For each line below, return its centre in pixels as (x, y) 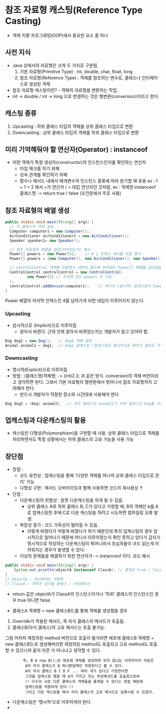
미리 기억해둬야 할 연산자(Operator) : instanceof (77, 149)
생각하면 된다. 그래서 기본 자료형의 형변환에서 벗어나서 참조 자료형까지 (85, 382)
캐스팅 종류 (21, 114)
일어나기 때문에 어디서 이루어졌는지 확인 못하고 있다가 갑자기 (102, 537)
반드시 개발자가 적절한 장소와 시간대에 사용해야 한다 (69, 394)
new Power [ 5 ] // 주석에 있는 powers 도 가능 (69, 277)
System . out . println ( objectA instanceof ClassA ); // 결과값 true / (82, 570)
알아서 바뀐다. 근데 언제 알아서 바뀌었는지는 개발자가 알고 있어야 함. (84, 331)
